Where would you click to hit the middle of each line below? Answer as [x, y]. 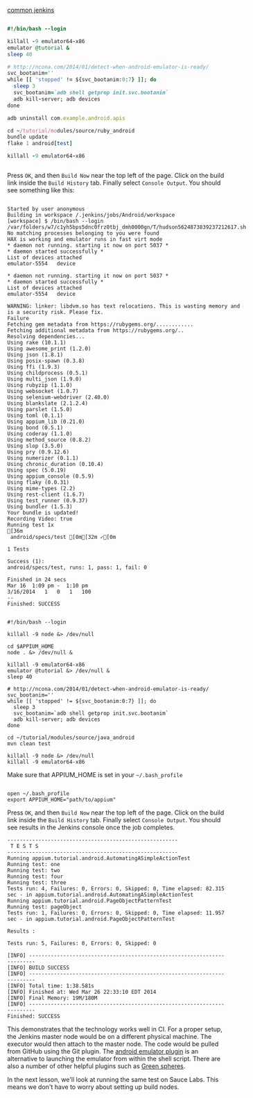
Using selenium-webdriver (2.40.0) [59, 397]
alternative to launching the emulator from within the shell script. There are [114, 1059]
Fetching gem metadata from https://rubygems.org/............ [101, 324]
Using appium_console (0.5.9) [51, 476]
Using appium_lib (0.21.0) [46, 422]
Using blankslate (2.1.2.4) [48, 404]
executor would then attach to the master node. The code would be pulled [113, 1044]
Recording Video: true [40, 519]
